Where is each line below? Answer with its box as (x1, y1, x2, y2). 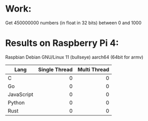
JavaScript (8, 91, 34, 98)
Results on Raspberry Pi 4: (5, 37, 119, 49)
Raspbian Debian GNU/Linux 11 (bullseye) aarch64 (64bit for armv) (5, 54, 143, 60)
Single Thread (38, 66, 73, 73)
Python (8, 99, 25, 106)
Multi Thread (77, 66, 110, 73)
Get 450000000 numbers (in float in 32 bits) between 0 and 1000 (5, 20, 141, 26)
